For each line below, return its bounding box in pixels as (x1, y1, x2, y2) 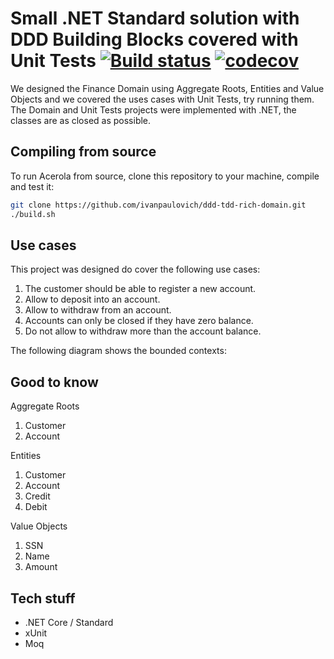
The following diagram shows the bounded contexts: (10, 345, 227, 357)
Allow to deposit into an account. (24, 293, 161, 306)
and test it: (10, 180, 55, 192)
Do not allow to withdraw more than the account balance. (24, 325, 262, 337)
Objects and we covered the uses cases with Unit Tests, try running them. (10, 93, 315, 105)
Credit (24, 490, 51, 502)
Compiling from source (10, 143, 157, 161)
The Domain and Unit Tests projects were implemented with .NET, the (10, 103, 297, 116)
